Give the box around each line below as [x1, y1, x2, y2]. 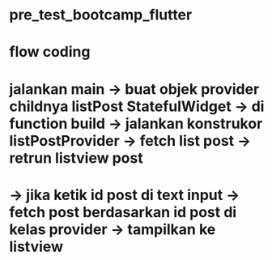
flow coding [9, 43, 91, 62]
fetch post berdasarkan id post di [9, 202, 237, 221]
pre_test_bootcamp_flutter [9, 6, 193, 24]
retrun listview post [9, 148, 144, 167]
